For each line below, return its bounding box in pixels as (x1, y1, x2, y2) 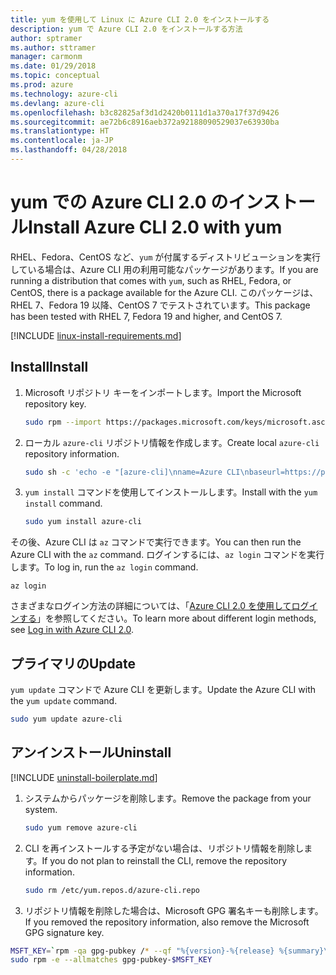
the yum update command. (10, 695, 118, 707)
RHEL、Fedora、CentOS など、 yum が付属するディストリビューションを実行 (10, 251, 322, 263)
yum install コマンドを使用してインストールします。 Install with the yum (24, 486, 318, 498)
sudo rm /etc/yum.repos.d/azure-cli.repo (24, 885, 200, 895)
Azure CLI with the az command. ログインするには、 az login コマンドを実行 (10, 549, 325, 561)
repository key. (24, 397, 87, 410)
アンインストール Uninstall (10, 744, 172, 761)
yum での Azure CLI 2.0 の (10, 191, 229, 214)
